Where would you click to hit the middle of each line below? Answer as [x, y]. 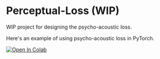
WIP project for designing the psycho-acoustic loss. [69, 27]
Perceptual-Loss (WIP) [63, 11]
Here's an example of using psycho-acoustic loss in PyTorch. [80, 38]
